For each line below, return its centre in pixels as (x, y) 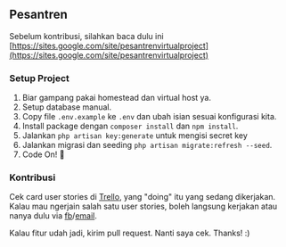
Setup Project (39, 78)
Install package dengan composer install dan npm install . (130, 126)
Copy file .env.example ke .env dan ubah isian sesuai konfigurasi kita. (149, 117)
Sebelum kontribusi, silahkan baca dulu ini (86, 36)
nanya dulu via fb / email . (53, 216)
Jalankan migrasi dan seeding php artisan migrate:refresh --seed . (147, 145)
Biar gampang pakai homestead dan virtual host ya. (117, 98)
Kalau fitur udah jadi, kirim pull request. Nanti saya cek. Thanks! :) (130, 233)
